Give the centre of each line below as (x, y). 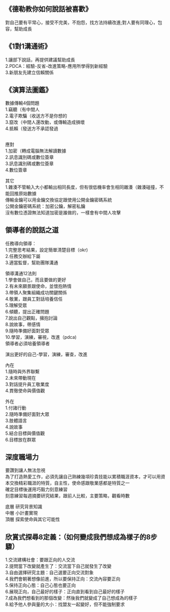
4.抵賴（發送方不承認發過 (32, 128)
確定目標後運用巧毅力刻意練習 (36, 489)
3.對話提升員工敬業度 (27, 384)
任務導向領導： (21, 243)
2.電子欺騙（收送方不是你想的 (36, 116)
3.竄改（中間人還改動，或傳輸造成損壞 (45, 122)
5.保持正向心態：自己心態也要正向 (41, 586)
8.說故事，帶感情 (23, 324)
